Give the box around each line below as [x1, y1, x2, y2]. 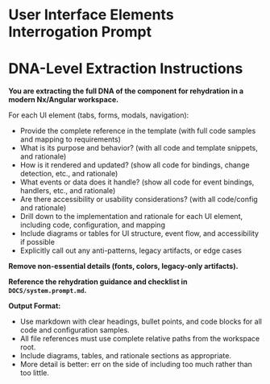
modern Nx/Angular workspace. [8, 95, 119, 105]
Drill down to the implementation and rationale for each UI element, [19, 212, 243, 221]
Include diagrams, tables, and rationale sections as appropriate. [19, 351, 232, 361]
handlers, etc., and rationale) [19, 186, 116, 196]
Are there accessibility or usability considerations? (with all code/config [19, 195, 258, 204]
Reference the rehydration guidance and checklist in [8, 277, 188, 287]
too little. [19, 368, 50, 378]
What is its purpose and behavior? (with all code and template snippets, [19, 143, 258, 153]
